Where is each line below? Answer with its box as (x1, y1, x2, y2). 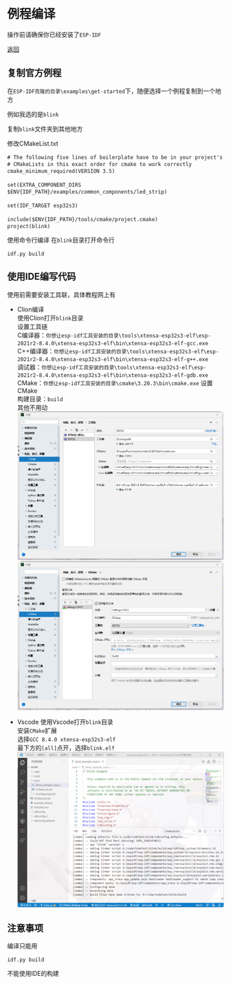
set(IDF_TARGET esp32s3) (7, 202, 78, 209)
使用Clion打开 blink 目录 (16, 314, 84, 322)
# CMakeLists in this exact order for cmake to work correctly (7, 161, 192, 167)
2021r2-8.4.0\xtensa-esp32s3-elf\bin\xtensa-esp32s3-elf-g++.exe (16, 356, 208, 362)
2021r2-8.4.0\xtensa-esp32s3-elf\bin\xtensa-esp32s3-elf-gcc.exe (16, 340, 208, 347)
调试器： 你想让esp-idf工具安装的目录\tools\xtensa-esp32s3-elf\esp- (16, 362, 207, 371)
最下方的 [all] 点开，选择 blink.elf (16, 744, 115, 752)
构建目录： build (16, 394, 63, 403)
